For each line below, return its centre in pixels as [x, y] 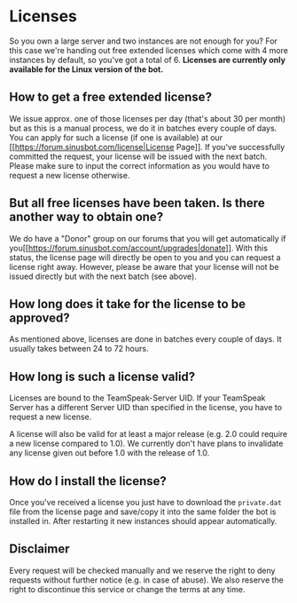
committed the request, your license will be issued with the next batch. [138, 156]
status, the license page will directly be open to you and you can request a [145, 257]
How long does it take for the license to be [128, 304]
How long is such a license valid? [102, 376]
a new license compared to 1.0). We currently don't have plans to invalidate [146, 444]
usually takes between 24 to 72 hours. [79, 349]
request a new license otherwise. [70, 175]
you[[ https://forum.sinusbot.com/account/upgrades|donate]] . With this [139, 248]
